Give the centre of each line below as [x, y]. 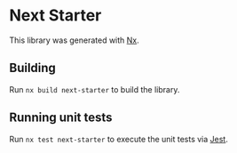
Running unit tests [61, 118]
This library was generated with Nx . [74, 40]
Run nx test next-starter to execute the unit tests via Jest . [118, 139]
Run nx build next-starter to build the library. [95, 89]
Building [32, 68]
